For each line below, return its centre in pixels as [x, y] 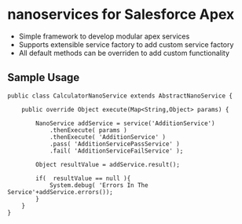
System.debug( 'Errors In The [99, 185]
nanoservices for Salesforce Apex [121, 15]
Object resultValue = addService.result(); [108, 164]
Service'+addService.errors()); [60, 192]
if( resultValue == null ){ [83, 178]
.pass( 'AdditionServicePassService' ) [114, 144]
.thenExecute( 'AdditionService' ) [108, 137]
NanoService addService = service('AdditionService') [125, 123]
